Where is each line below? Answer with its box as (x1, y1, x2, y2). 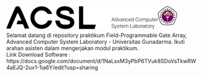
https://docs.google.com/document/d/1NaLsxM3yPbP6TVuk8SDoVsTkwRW (6, 58, 197, 64)
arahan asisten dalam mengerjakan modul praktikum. (6, 45, 139, 52)
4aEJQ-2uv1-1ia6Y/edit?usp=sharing (6, 64, 98, 71)
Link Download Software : (6, 51, 71, 58)
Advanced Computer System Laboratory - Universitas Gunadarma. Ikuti (6, 38, 185, 45)
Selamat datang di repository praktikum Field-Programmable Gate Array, (6, 32, 187, 39)
